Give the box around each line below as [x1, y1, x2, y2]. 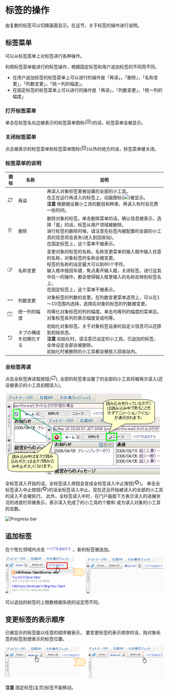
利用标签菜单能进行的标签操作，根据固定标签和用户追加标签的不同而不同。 [5, 64, 159, 70]
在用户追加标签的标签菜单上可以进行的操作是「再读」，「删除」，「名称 [12, 74, 154, 80]
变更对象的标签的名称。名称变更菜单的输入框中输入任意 [47, 248, 162, 254]
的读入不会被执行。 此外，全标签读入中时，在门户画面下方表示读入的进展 [5, 493, 156, 499]
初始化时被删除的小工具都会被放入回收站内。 [47, 348, 140, 354]
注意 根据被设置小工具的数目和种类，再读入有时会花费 [47, 201, 158, 207]
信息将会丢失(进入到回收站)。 [55, 234, 117, 240]
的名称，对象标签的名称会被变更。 [47, 255, 118, 261]
